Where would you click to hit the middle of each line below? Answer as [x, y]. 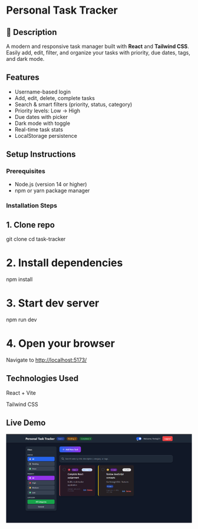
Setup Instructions [41, 154]
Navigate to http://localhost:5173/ [47, 360]
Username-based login [42, 92]
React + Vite [21, 393]
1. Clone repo [30, 225]
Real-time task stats [39, 129]
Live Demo [26, 423]
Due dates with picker [41, 117]
